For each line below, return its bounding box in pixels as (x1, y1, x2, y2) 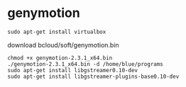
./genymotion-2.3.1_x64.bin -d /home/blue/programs (7, 60, 163, 68)
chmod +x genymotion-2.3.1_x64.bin (7, 54, 113, 62)
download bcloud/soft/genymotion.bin (7, 40, 119, 49)
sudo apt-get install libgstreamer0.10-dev (7, 66, 138, 74)
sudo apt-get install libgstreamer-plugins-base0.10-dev (7, 73, 180, 80)
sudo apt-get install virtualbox (7, 28, 106, 35)
